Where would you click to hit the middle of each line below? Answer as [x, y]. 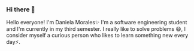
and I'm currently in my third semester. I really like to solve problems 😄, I [96, 29]
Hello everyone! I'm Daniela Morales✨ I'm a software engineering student [97, 23]
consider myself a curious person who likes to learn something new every [97, 36]
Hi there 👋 [21, 9]
